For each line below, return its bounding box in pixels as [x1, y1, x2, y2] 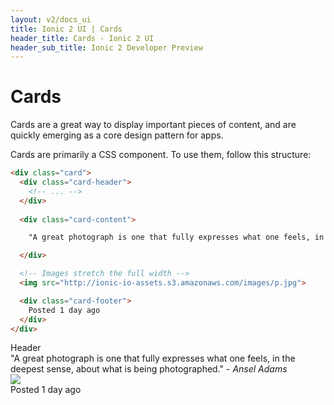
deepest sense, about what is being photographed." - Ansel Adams [10, 363, 288, 375]
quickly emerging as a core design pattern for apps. [10, 129, 224, 141]
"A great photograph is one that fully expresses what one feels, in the [10, 352, 296, 365]
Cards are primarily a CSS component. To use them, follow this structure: [10, 149, 312, 161]
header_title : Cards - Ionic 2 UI [10, 33, 155, 43]
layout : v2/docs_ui [10, 14, 92, 25]
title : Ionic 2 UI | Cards [10, 24, 123, 34]
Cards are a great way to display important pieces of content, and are [10, 119, 297, 131]
